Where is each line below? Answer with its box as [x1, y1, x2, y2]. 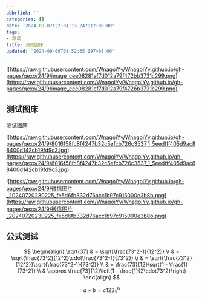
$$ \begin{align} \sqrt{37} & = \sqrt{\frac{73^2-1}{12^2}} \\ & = [24, 248, 180, 255]
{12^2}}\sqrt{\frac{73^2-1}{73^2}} [15, 261, 99, 268]
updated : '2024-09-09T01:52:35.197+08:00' [6, 49, 115, 55]
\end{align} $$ [83, 273, 120, 281]
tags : [6, 29, 20, 35]
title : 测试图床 [6, 42, 44, 48]
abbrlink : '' [6, 10, 39, 16]
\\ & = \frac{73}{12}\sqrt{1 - [100, 261, 168, 268]
